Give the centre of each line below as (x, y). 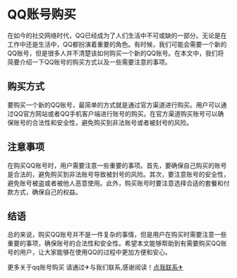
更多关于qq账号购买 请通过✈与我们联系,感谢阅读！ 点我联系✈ (95, 267)
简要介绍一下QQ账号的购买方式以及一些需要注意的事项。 (89, 62)
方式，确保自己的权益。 (47, 192)
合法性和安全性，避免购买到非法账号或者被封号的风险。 (112, 122)
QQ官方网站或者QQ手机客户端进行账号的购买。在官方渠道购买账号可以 (115, 113)
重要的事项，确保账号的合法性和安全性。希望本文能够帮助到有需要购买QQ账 (117, 243)
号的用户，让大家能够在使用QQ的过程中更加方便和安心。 (89, 253)
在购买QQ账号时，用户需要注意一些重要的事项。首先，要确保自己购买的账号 (117, 165)
